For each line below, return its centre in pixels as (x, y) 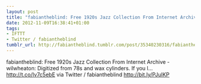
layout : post (22, 12)
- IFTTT (16, 34)
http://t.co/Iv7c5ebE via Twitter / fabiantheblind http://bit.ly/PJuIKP (88, 74)
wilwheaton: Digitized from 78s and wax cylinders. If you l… (80, 68)
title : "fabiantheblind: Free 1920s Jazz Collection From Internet (92, 17)
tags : (13, 28)
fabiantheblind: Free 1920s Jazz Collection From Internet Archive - (88, 62)
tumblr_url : (21, 45)
